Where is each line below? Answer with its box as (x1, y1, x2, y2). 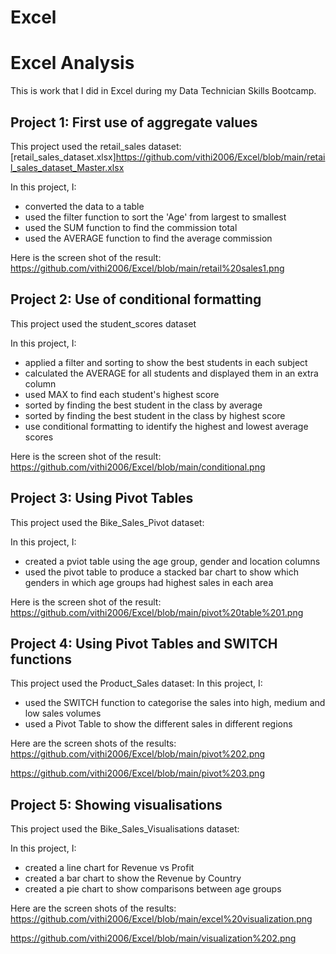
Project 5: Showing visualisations (10, 796, 223, 813)
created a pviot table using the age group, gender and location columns (24, 555, 321, 567)
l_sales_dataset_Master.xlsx (10, 161, 125, 173)
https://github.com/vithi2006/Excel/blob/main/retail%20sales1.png (10, 262, 285, 274)
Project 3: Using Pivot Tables (10, 490, 194, 507)
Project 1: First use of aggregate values (10, 114, 258, 131)
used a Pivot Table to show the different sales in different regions (24, 718, 293, 730)
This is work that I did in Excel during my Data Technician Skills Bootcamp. (10, 85, 317, 97)
